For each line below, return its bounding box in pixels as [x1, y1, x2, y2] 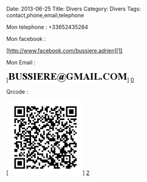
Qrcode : [6, 88, 29, 95]
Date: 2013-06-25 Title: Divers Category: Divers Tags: [6, 5, 142, 12]
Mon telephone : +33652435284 [6, 24, 88, 30]
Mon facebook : [6, 35, 46, 42]
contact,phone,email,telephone [6, 12, 84, 19]
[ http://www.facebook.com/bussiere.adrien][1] [6, 47, 123, 54]
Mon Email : [6, 59, 36, 66]
